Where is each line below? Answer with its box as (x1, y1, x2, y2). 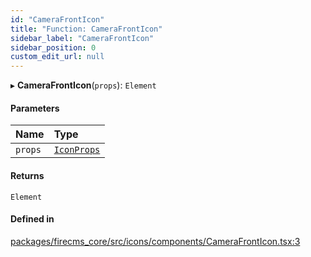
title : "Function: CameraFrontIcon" (10, 24, 163, 34)
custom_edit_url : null (10, 52, 105, 62)
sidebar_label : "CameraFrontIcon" (10, 33, 155, 43)
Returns (10, 169, 45, 181)
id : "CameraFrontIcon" (10, 14, 105, 25)
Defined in (10, 213, 55, 225)
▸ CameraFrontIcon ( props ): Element (10, 79, 157, 91)
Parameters (10, 102, 60, 114)
